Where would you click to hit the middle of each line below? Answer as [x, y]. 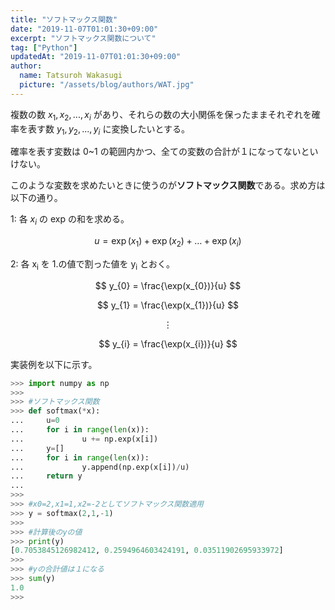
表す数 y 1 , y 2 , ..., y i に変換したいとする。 [108, 129]
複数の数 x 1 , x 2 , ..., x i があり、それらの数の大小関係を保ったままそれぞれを [161, 115]
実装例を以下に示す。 [54, 364]
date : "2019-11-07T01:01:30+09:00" [84, 29]
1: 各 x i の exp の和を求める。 [70, 220]
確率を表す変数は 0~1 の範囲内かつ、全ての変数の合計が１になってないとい [164, 152]
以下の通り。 [36, 198]
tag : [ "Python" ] [44, 47]
